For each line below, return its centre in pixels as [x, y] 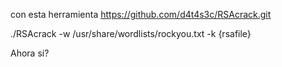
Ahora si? [30, 53]
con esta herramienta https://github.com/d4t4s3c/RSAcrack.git [141, 14]
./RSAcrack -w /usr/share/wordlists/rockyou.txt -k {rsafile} [131, 33]
